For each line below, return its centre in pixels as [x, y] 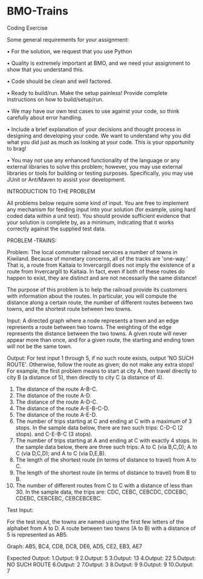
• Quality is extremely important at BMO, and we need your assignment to [99, 63]
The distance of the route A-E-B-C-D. [62, 408]
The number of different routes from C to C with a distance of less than [104, 485]
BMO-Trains [38, 11]
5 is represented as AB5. [37, 534]
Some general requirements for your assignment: [68, 39]
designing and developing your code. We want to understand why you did [99, 136]
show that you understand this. [45, 69]
